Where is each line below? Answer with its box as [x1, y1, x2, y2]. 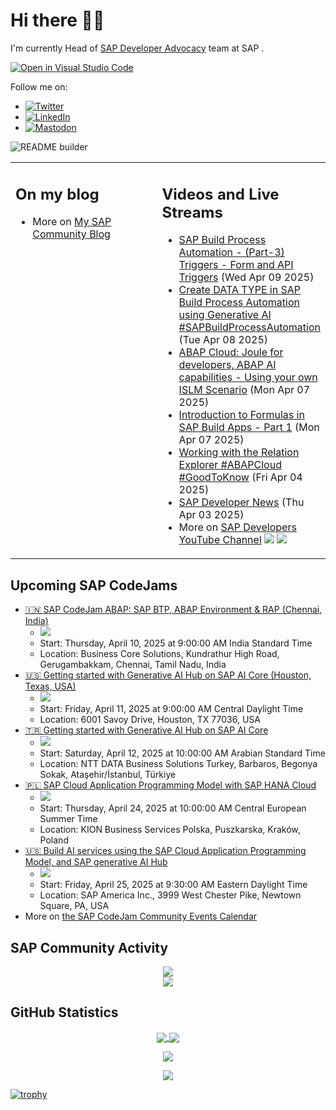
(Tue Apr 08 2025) [178, 333, 269, 347]
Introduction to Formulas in [178, 408, 305, 422]
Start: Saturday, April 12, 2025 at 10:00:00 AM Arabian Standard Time [39, 747, 326, 759]
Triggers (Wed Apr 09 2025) [178, 270, 315, 284]
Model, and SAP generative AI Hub [24, 856, 168, 868]
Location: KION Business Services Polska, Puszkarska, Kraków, [39, 824, 301, 836]
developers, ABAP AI [178, 358, 277, 372]
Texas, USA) [24, 680, 77, 693]
